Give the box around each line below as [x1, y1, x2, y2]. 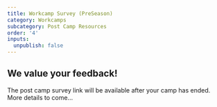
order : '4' [7, 29, 39, 37]
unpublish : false [13, 42, 64, 49]
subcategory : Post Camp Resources [7, 23, 107, 30]
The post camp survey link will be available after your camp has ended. [7, 86, 211, 94]
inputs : [7, 36, 30, 43]
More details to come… [7, 93, 73, 101]
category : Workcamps [7, 17, 67, 23]
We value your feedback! [7, 68, 118, 79]
